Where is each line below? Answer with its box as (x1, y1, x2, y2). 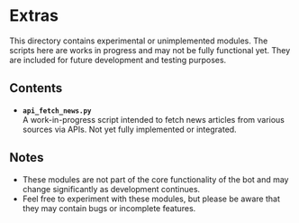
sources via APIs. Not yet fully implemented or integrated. (22, 124, 237, 135)
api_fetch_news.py (22, 106, 92, 116)
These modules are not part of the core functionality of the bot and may (22, 173, 289, 185)
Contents (9, 80, 63, 96)
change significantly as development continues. (22, 183, 201, 194)
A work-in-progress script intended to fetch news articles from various (22, 114, 285, 125)
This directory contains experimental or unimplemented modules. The (9, 35, 268, 46)
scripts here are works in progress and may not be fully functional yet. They (9, 44, 291, 55)
